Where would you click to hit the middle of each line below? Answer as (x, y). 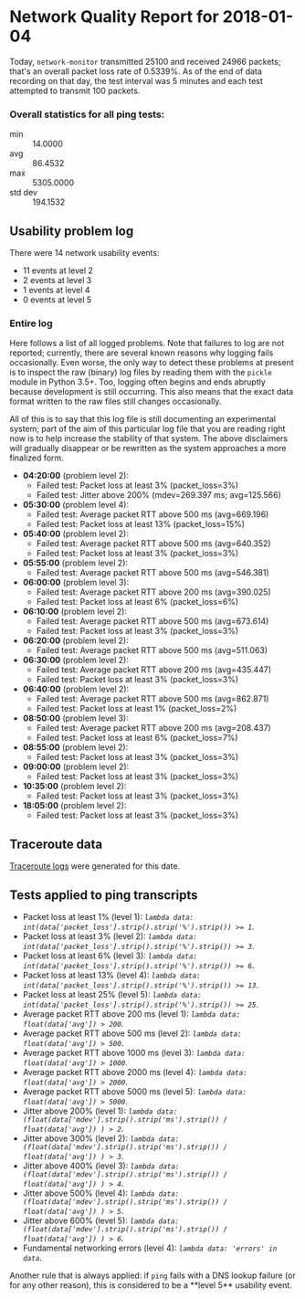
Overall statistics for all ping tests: (87, 114)
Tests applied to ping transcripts (104, 895)
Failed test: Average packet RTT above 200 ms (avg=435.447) (154, 670)
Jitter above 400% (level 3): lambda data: (101, 1166)
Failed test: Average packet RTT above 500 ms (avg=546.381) (152, 573)
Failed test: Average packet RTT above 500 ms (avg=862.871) (152, 699)
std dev (24, 193)
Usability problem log (72, 231)
